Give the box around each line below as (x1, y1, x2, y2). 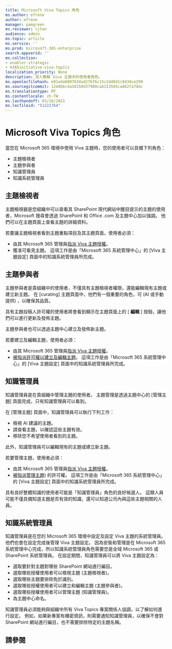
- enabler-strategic (5, 60, 50, 65)
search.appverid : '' (5, 50, 50, 55)
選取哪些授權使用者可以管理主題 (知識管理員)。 (12, 589, 112, 595)
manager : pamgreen (5, 22, 45, 27)
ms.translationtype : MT (5, 88, 56, 94)
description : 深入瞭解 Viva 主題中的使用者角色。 (5, 75, 102, 80)
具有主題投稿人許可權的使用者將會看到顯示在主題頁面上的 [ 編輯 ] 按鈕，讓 (5, 308, 162, 314)
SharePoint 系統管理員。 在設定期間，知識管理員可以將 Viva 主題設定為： (5, 552, 160, 559)
